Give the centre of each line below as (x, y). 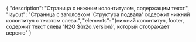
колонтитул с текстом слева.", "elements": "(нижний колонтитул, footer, (95, 20)
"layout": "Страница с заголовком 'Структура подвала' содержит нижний (98, 14)
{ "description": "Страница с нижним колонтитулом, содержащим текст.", (97, 8)
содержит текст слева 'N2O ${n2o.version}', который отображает (88, 26)
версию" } (19, 33)
